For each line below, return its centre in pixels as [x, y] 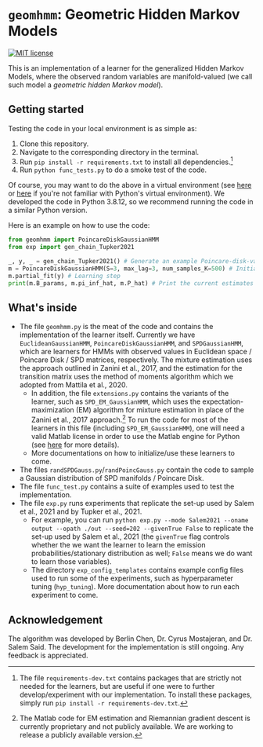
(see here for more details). [75, 445]
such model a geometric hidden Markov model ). [86, 85]
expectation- [223, 401]
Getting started [46, 110]
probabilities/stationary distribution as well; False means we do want [142, 553]
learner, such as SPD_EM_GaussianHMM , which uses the [116, 401]
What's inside [43, 308]
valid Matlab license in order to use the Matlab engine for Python [135, 437]
